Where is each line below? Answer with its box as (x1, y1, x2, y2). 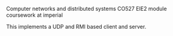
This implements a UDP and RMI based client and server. (6, 23, 147, 30)
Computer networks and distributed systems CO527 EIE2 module (6, 5, 167, 12)
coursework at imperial (6, 11, 63, 19)
